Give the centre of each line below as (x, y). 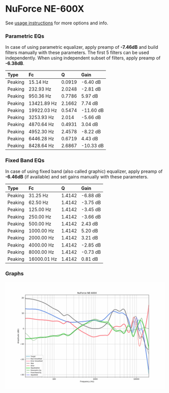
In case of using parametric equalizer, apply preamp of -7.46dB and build (82, 47)
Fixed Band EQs (25, 160)
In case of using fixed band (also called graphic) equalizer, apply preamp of (84, 171)
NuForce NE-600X (45, 9)
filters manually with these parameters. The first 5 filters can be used (77, 53)
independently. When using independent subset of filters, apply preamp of (83, 58)
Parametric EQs (25, 36)
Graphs (14, 274)
